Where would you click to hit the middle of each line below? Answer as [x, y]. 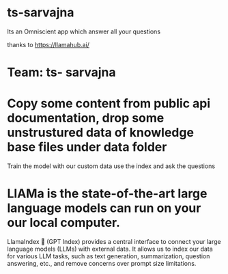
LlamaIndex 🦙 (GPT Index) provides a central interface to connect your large [114, 242]
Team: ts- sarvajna [61, 72]
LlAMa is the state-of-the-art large [107, 194]
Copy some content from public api [109, 104]
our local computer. [64, 223]
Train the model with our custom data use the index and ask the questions [111, 166]
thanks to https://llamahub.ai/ [48, 44]
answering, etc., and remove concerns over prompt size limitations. [102, 263]
